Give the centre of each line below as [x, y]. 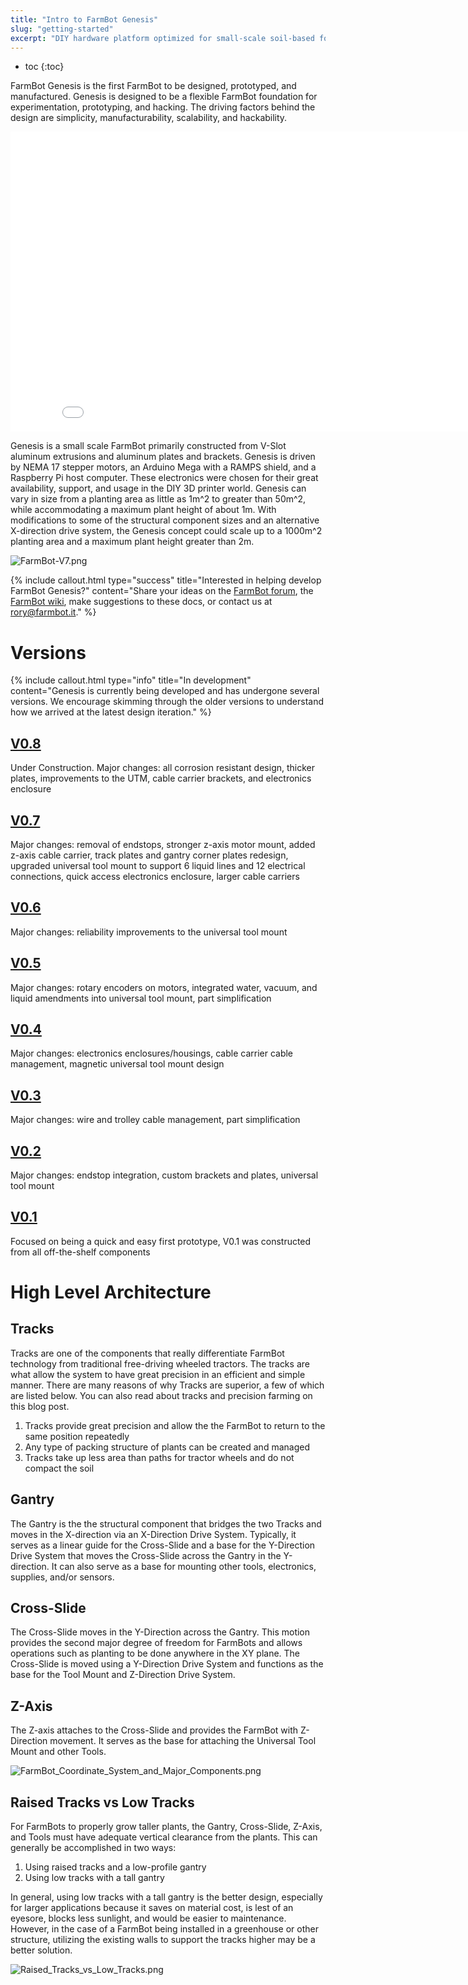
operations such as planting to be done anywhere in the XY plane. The [155, 1653]
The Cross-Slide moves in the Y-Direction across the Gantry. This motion [160, 1632]
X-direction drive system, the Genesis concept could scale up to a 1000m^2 [166, 531]
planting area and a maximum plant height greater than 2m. [132, 542]
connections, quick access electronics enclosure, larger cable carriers [155, 876]
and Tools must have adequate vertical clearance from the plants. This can [164, 1837]
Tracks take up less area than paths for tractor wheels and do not [159, 1457]
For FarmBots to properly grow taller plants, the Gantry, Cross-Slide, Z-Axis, [166, 1827]
